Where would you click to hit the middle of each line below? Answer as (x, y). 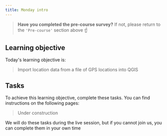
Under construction (38, 113)
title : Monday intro (27, 10)
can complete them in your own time (43, 128)
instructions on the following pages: (42, 103)
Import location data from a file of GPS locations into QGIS (78, 70)
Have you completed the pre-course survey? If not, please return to (89, 24)
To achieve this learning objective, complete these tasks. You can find (78, 98)
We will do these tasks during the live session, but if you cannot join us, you (84, 123)
